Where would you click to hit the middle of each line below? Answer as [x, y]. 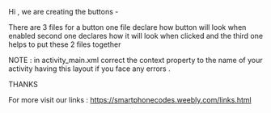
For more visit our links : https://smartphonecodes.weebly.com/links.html [130, 100]
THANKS [23, 84]
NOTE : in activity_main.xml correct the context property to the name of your [135, 60]
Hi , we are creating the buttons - [64, 12]
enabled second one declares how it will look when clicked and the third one [136, 36]
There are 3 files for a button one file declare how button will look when [127, 27]
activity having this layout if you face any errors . [90, 69]
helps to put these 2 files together [65, 44]
